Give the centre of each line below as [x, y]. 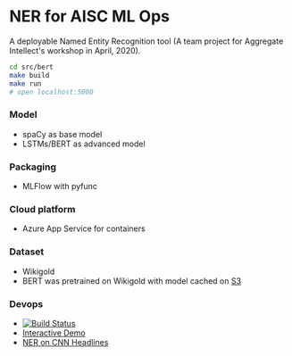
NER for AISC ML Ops [90, 17]
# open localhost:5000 [51, 92]
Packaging [33, 167]
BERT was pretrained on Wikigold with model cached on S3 [132, 281]
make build [29, 75]
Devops [26, 303]
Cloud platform [42, 209]
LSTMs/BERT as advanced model [83, 144]
